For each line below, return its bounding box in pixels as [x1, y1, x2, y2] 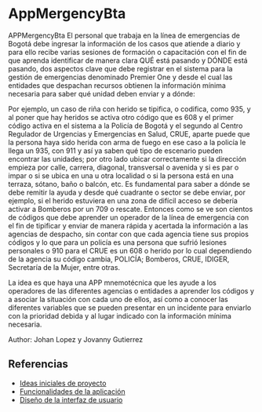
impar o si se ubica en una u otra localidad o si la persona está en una [8, 170, 234, 180]
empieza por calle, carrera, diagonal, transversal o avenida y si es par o [8, 162, 239, 172]
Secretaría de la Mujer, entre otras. [8, 262, 120, 272]
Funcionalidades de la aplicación [19, 386, 126, 396]
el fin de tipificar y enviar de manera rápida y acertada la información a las [8, 221, 249, 230]
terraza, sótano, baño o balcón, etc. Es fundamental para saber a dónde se [8, 179, 250, 188]
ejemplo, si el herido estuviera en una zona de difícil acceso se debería [8, 195, 238, 205]
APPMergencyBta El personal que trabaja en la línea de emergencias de [8, 31, 241, 40]
